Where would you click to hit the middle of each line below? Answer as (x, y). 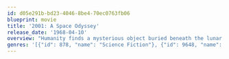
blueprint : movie (32, 20)
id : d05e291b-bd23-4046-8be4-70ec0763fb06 (69, 13)
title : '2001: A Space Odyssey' (53, 26)
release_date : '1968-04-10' (47, 32)
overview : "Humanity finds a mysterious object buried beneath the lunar (115, 39)
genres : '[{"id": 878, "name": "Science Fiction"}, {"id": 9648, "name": (115, 45)
